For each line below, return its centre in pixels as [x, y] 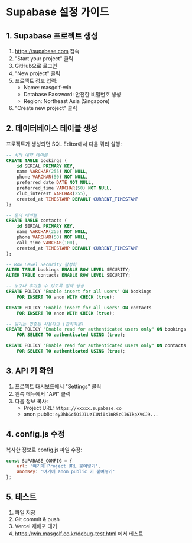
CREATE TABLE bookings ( [37, 160]
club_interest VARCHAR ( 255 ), [53, 193]
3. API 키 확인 [30, 371]
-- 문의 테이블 [22, 215]
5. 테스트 [21, 497]
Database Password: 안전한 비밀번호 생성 [72, 94]
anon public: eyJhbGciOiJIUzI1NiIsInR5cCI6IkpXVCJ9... [91, 414]
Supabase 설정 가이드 [58, 12]
